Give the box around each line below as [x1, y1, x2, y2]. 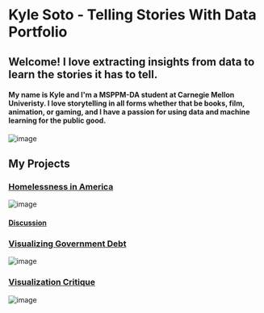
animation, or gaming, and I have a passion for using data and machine [8, 107, 250, 117]
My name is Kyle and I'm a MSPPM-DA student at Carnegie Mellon [8, 90, 235, 100]
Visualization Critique [8, 277, 95, 288]
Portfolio [8, 23, 68, 41]
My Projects [8, 157, 70, 171]
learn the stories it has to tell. [8, 67, 158, 81]
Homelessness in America [8, 182, 114, 193]
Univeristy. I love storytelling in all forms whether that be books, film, [8, 98, 245, 108]
